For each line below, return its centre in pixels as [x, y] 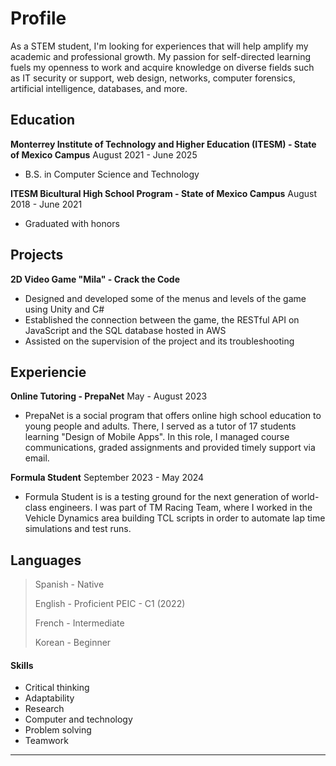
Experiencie [48, 372]
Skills [22, 665]
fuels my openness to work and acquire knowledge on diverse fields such [162, 67]
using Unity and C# [64, 309]
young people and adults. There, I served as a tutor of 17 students [160, 426]
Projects [37, 255]
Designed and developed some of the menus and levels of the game [165, 298]
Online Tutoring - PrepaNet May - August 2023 [109, 396]
